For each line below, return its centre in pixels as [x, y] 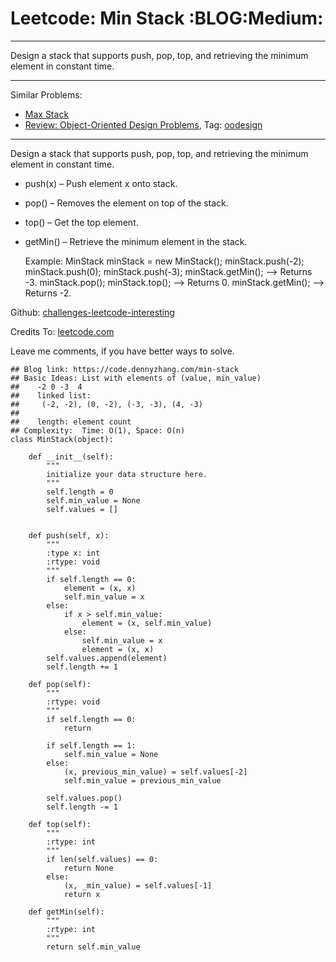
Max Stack [47, 114]
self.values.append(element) [107, 658]
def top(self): [60, 824]
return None [88, 868]
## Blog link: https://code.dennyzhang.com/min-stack [125, 369]
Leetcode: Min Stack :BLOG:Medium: [167, 18]
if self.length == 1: [91, 745]
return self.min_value [93, 947]
